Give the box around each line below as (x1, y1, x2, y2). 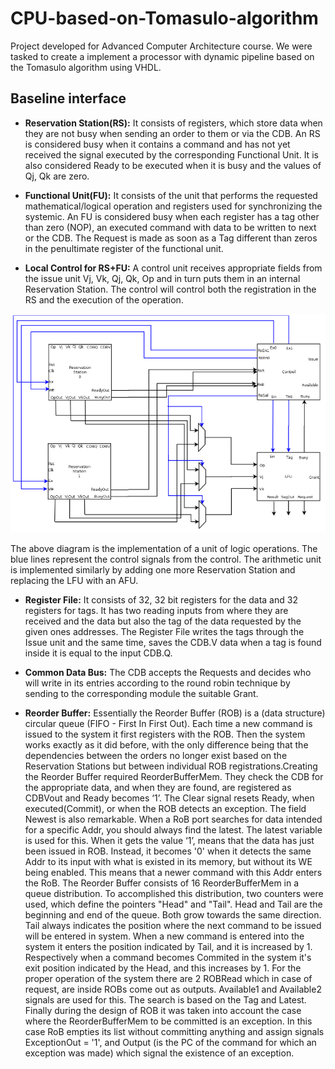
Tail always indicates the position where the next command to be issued (24, 919, 322, 931)
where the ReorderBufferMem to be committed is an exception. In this (24, 1015, 313, 1027)
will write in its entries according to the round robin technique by (24, 677, 291, 689)
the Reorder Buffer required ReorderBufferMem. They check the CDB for (24, 770, 324, 782)
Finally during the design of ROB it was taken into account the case (24, 1004, 302, 1016)
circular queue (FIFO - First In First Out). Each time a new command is (24, 717, 313, 729)
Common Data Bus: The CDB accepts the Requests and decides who (24, 666, 312, 678)
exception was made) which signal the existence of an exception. (24, 1047, 295, 1059)
